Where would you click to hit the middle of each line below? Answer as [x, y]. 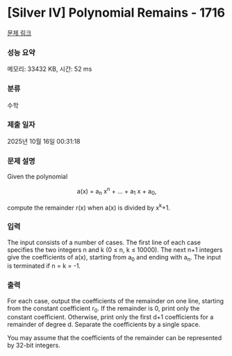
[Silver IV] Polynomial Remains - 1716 [116, 13]
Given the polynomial [38, 177]
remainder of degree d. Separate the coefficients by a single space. [104, 325]
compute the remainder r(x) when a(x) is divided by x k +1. [89, 207]
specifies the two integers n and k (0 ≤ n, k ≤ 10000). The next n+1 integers [115, 249]
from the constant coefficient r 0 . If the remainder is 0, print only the [103, 309]
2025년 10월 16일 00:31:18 [44, 141]
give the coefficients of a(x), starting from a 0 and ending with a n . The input [114, 258]
